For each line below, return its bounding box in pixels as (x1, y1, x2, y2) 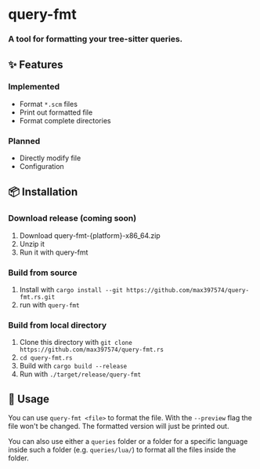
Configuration (19, 162, 64, 171)
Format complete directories (19, 115, 111, 125)
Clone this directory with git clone (19, 338, 133, 347)
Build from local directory (8, 320, 107, 331)
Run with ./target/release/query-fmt (19, 369, 142, 379)
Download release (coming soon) (8, 213, 137, 224)
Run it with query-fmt (19, 247, 88, 257)
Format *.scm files (19, 99, 78, 108)
